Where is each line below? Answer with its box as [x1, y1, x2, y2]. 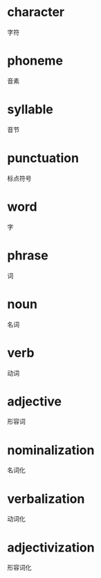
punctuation [7, 150, 80, 166]
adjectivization [7, 540, 95, 555]
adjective [7, 394, 62, 409]
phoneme [7, 53, 64, 69]
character [7, 4, 64, 20]
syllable [7, 102, 53, 118]
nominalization [7, 442, 95, 458]
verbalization [7, 491, 85, 506]
